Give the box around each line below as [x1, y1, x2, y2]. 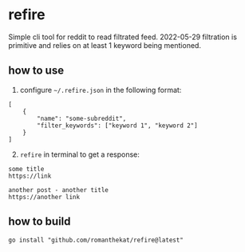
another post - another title [8, 186, 109, 194]
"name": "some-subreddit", [37, 114, 127, 122]
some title [8, 165, 45, 173]
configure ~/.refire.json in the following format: [19, 85, 182, 94]
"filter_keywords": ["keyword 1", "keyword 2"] [37, 122, 198, 130]
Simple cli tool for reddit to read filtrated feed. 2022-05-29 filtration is [8, 32, 238, 42]
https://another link [8, 193, 81, 201]
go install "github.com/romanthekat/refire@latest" [8, 236, 184, 244]
